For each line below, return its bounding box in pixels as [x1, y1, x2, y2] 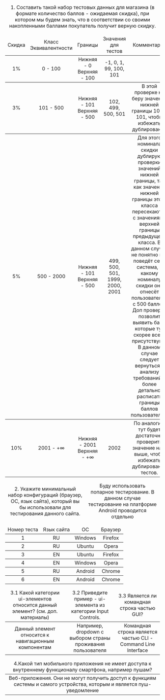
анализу [139, 368, 160, 375]
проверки [137, 159, 161, 166]
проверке [134, 89, 158, 96]
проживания [75, 641, 105, 647]
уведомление [66, 687, 99, 694]
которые [135, 325, 156, 332]
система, [137, 264, 159, 270]
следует [139, 356, 160, 363]
